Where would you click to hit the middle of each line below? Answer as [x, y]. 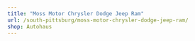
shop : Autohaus [30, 26]
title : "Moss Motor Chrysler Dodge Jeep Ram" [76, 14]
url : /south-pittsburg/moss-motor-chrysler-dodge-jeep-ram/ [98, 20]
